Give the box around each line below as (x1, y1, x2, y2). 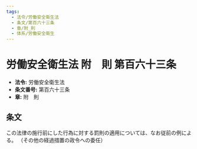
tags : (6, 8, 19, 15)
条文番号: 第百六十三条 (14, 86, 70, 93)
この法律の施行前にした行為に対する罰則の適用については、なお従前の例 (6, 129, 182, 136)
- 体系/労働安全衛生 (11, 31, 55, 37)
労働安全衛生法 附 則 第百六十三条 (6, 58, 177, 72)
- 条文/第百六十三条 (11, 20, 55, 25)
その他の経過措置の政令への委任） (22, 137, 106, 144)
